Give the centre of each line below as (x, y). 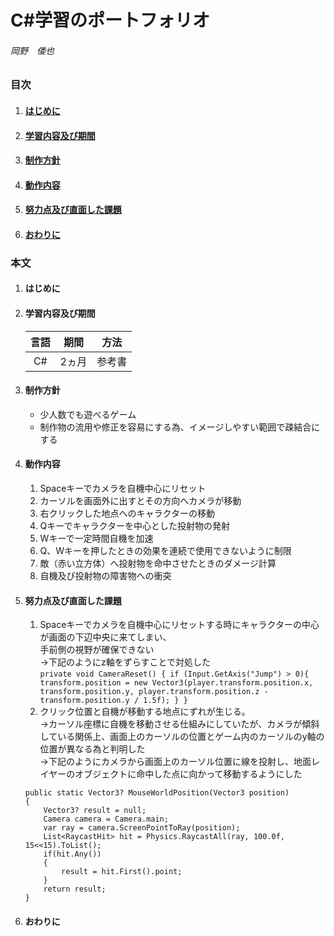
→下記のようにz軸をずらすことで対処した (125, 662)
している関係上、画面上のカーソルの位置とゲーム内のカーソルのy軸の (182, 737)
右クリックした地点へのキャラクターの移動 (127, 513)
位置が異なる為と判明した (92, 749)
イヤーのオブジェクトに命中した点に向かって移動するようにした (171, 774)
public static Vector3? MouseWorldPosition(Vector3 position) (157, 793)
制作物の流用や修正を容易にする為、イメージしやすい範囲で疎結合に (180, 427)
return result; (75, 889)
